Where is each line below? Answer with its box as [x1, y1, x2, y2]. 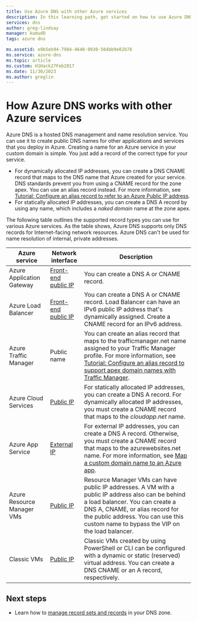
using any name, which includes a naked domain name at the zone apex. [14, 205, 191, 212]
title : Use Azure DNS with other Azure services [6, 8, 127, 15]
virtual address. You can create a [84, 559, 175, 567]
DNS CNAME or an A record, [84, 566, 162, 574]
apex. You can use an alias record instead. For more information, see [14, 186, 181, 193]
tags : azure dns [6, 36, 46, 42]
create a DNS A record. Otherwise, [84, 430, 179, 438]
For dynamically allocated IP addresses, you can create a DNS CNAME [14, 168, 186, 175]
